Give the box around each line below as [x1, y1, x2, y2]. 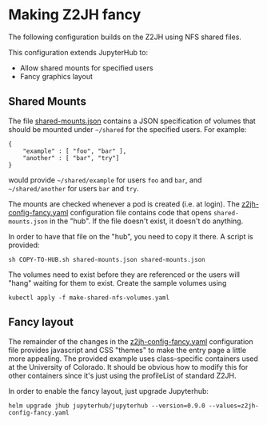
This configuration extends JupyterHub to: [8, 47, 149, 57]
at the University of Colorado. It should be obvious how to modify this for [8, 362, 249, 371]
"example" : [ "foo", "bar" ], [22, 146, 127, 155]
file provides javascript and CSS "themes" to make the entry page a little [8, 345, 246, 355]
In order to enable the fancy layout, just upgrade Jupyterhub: [8, 386, 209, 395]
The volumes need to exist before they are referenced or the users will [8, 270, 240, 279]
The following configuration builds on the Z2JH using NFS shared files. [8, 32, 242, 42]
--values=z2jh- [208, 402, 260, 410]
